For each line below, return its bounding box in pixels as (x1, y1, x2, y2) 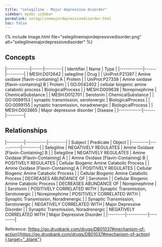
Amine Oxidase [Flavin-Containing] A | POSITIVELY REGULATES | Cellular (5, 165, 152, 171)
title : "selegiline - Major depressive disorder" (5, 7, 108, 12)
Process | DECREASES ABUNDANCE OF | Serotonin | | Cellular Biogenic (5, 175, 148, 181)
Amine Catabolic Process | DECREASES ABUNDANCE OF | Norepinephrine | (5, 181, 157, 186)
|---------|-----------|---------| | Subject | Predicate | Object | (5, 139, 129, 145)
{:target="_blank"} (5, 236, 42, 242)
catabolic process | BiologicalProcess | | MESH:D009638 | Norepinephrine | (5, 87, 157, 93)
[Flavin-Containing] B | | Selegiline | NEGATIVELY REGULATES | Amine (5, 149, 146, 155)
